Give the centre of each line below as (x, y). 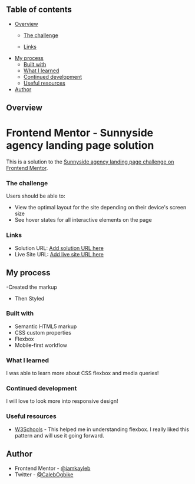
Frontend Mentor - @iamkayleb (52, 468)
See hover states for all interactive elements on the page (83, 220)
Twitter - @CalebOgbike (44, 474)
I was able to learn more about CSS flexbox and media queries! (82, 373)
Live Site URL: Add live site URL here (59, 254)
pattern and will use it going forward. (59, 435)
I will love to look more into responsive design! (62, 401)
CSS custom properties (43, 332)
